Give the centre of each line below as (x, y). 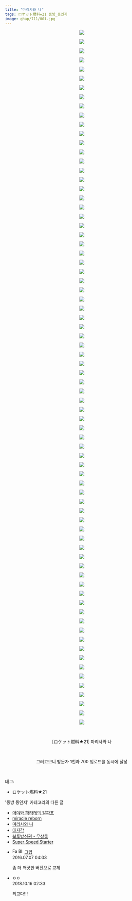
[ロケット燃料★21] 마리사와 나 (82, 742)
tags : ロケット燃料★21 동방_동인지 (36, 14)
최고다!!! (20, 894)
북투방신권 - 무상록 (30, 836)
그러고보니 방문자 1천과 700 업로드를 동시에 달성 (82, 762)
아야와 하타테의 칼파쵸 (33, 813)
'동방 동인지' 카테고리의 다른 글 (34, 802)
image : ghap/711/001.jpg (30, 19)
